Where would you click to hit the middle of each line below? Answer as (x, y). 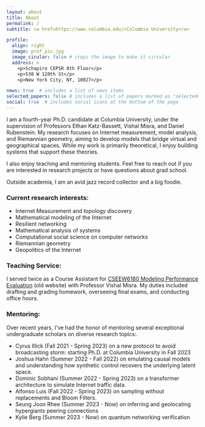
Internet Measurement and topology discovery (74, 211)
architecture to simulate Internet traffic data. (70, 384)
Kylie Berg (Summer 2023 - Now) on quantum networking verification (103, 417)
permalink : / (23, 23)
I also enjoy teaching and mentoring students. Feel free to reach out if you (99, 163)
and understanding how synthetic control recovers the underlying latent (105, 365)
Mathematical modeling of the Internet (63, 218)
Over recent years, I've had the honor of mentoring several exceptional (95, 328)
